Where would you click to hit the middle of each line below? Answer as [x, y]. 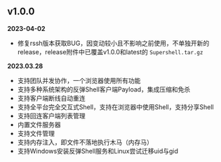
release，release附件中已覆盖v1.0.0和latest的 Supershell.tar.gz [110, 51]
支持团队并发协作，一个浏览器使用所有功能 [79, 80]
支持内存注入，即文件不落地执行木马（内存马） [85, 142]
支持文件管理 [36, 133]
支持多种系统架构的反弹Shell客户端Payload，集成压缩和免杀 [104, 89]
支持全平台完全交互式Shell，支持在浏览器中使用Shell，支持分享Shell [115, 107]
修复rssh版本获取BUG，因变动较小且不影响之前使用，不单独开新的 [113, 43]
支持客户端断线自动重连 [51, 98]
